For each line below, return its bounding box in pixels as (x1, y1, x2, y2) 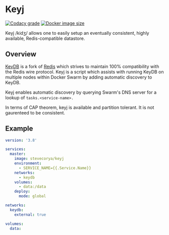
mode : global (18, 194, 46, 199)
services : (5, 147, 26, 152)
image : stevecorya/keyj (14, 156, 65, 161)
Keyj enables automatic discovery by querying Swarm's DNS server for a (5, 89, 157, 95)
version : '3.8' (5, 138, 37, 143)
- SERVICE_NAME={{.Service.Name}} (18, 165, 92, 170)
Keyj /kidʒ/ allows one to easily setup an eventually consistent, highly (5, 30, 150, 36)
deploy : (14, 189, 30, 194)
